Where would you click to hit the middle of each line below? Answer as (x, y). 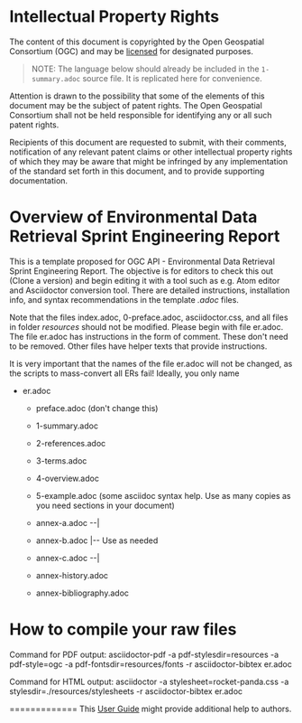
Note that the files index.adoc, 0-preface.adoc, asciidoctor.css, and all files (149, 317)
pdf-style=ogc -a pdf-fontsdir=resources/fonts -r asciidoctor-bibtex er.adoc (151, 664)
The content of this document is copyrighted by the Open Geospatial (137, 42)
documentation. (39, 180)
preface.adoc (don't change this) (97, 408)
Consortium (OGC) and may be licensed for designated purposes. (132, 51)
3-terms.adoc (61, 460)
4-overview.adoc (67, 478)
